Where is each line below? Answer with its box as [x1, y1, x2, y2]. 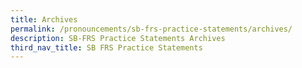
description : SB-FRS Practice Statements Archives [10, 33, 226, 43]
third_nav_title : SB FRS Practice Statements [10, 42, 203, 53]
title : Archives [10, 14, 78, 25]
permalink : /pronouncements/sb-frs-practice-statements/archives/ [10, 24, 293, 34]
